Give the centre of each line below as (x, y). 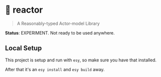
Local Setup (24, 48)
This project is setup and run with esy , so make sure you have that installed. (81, 60)
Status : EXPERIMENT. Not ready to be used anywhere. (60, 33)
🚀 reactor (24, 10)
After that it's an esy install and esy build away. (55, 69)
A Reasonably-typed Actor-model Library (58, 23)
